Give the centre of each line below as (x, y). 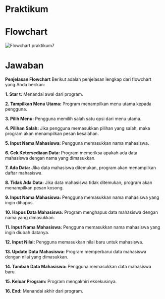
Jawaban (25, 66)
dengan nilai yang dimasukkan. (37, 257)
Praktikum (27, 9)
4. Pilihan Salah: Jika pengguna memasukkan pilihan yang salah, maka (78, 128)
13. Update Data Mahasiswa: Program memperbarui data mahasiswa (76, 252)
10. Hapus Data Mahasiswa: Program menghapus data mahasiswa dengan (82, 212)
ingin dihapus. (20, 203)
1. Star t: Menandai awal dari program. (44, 94)
